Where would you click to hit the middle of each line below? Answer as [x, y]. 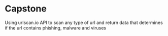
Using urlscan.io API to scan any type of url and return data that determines [84, 22]
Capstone [26, 9]
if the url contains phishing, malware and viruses [56, 27]
